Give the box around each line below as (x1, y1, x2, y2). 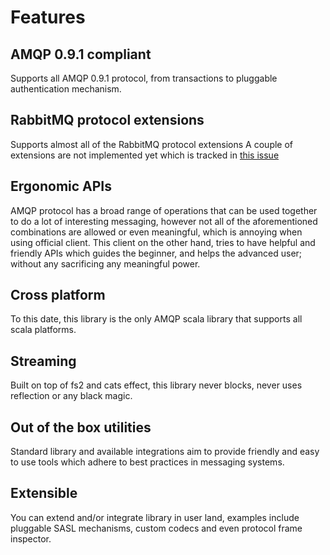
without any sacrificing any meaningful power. (10, 257, 201, 270)
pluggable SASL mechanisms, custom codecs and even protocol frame (10, 522, 303, 534)
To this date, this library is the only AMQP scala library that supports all (10, 313, 303, 325)
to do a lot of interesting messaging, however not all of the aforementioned (10, 215, 318, 227)
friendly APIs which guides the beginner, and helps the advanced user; (10, 247, 303, 259)
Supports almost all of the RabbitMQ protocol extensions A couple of (10, 138, 294, 150)
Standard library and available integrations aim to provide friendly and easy (10, 446, 320, 458)
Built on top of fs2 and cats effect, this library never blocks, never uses (10, 379, 303, 391)
